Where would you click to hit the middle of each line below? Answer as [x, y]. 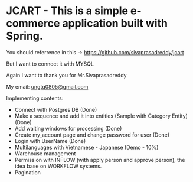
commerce [33, 23]
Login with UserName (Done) [50, 141]
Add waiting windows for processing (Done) [68, 128]
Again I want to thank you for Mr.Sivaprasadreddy [66, 75]
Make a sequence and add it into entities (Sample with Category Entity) [101, 116]
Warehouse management [45, 153]
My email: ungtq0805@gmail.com [47, 86]
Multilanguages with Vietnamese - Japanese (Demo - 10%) [86, 147]
